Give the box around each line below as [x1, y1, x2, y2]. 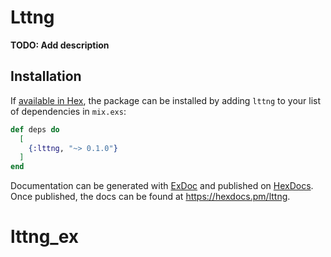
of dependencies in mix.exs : [10, 105, 127, 117]
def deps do [10, 124, 60, 135]
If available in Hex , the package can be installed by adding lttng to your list [10, 94, 322, 106]
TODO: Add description [10, 39, 110, 51]
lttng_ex [10, 226, 80, 248]
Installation [10, 68, 82, 85]
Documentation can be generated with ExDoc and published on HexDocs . [10, 180, 314, 192]
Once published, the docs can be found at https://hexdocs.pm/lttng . [10, 191, 291, 203]
